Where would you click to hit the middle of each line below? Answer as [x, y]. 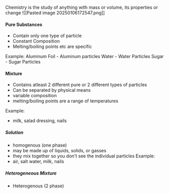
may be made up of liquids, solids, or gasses [60, 151]
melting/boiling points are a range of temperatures [65, 101]
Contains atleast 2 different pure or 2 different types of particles [80, 85]
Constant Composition [36, 41]
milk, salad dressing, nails [40, 121]
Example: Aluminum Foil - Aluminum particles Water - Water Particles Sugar [84, 57]
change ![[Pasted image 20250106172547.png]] [55, 13]
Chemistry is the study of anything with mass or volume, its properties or [82, 7]
